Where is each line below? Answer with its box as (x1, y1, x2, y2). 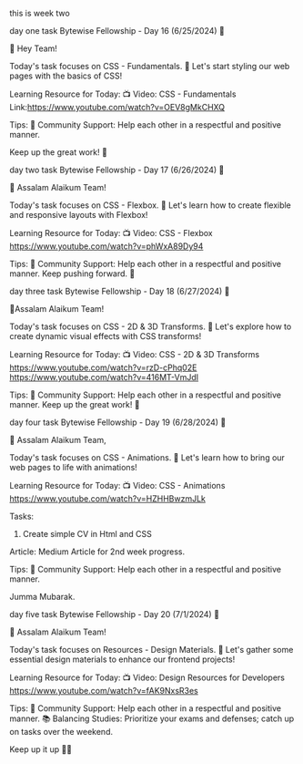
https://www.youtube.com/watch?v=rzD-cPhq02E (9, 362, 197, 373)
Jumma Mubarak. (9, 592, 76, 602)
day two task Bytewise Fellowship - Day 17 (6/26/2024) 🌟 (9, 164, 225, 175)
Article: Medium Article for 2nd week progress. (9, 546, 185, 557)
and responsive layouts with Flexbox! (9, 210, 148, 220)
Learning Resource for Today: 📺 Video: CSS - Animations (9, 480, 226, 490)
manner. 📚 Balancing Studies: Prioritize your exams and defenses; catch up (9, 713, 295, 724)
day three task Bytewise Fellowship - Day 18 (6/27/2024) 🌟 (9, 286, 230, 296)
